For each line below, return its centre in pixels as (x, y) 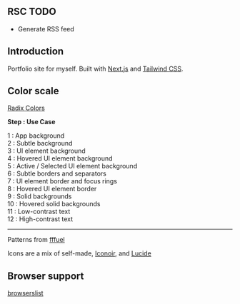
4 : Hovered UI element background (60, 158)
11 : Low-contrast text (39, 212)
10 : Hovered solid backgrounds (54, 204)
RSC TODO (32, 12)
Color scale (33, 91)
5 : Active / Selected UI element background (72, 166)
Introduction (36, 52)
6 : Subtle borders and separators (57, 173)
